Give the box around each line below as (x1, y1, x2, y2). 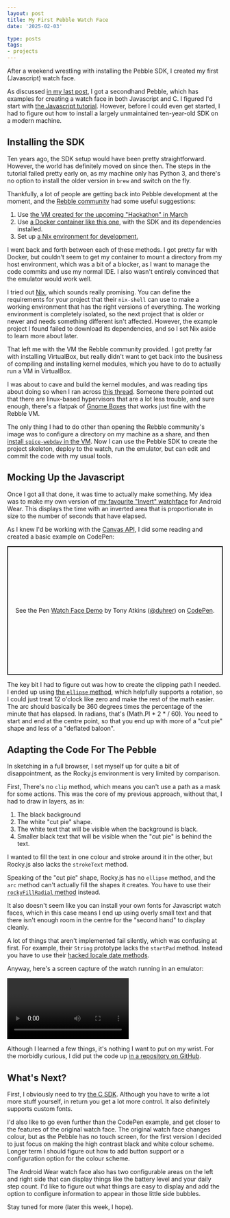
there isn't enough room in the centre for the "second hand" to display (7, 916, 205, 924)
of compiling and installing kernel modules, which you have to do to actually (7, 360, 221, 368)
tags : (7, 42, 23, 49)
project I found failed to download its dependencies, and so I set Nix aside (7, 324, 216, 333)
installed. (16, 224, 43, 233)
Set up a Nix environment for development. (16, 232, 139, 240)
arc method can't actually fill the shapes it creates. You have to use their (7, 881, 211, 889)
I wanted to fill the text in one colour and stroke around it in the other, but (7, 853, 213, 861)
